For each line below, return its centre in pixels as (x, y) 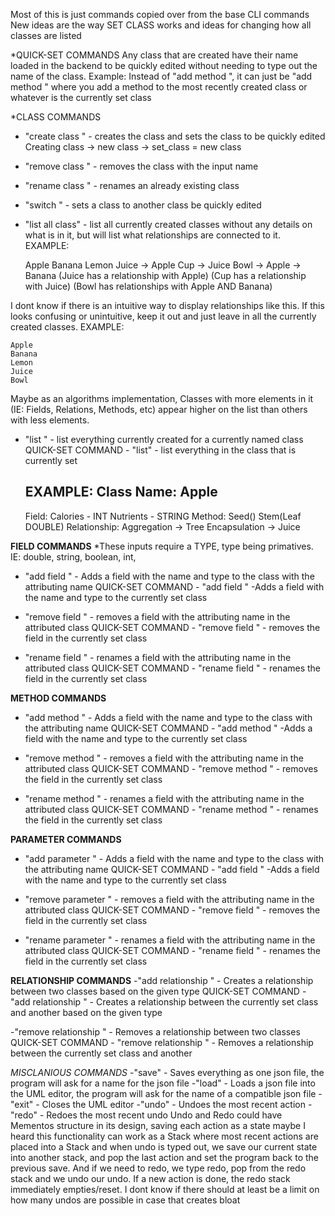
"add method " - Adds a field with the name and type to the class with (168, 717)
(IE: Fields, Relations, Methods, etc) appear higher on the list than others (159, 409)
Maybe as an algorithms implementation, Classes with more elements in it (162, 398)
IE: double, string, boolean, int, (73, 556)
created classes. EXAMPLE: (67, 327)
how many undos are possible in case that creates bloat (125, 1200)
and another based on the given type (86, 1012)
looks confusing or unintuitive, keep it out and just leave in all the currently (163, 316)
